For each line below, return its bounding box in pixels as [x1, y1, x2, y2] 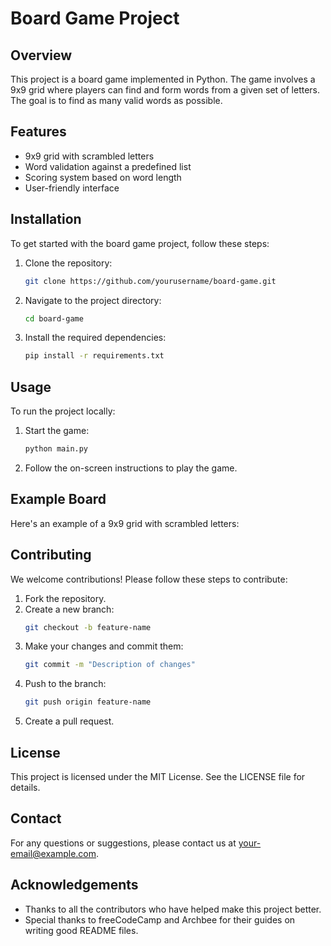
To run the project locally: [10, 405, 116, 417]
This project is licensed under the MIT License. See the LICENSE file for [10, 771, 306, 782]
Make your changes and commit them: [24, 640, 184, 652]
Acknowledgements [10, 877, 139, 894]
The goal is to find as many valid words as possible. [10, 95, 223, 106]
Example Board [10, 491, 107, 508]
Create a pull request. [24, 715, 115, 727]
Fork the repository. [24, 592, 107, 604]
